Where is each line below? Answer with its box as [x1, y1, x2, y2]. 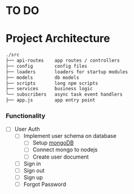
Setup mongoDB [32, 139, 74, 146]
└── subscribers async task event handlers [5, 92, 122, 98]
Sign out [23, 167, 45, 174]
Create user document [32, 153, 89, 160]
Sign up [23, 173, 43, 181]
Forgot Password [23, 181, 67, 188]
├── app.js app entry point [5, 97, 96, 104]
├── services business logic [5, 86, 93, 92]
